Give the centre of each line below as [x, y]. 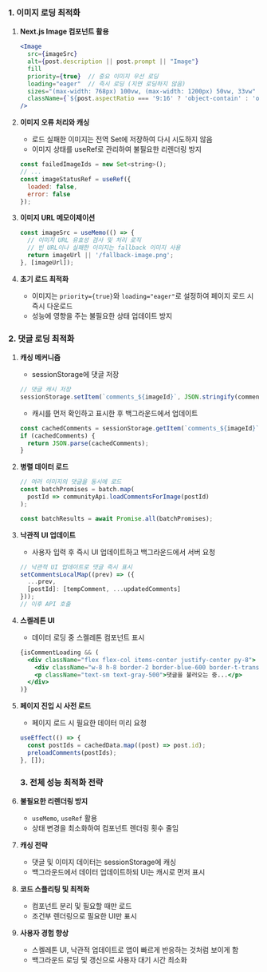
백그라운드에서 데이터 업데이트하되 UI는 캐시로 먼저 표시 [118, 872]
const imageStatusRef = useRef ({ [75, 179]
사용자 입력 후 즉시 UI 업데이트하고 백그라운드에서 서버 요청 [124, 552]
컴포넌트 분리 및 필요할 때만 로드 [82, 906]
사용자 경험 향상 [44, 933]
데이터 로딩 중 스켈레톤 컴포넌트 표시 [88, 637]
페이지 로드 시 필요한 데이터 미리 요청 [89, 723]
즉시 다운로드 [52, 306]
